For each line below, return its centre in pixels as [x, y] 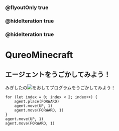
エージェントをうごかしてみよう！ [58, 75]
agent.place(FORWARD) [37, 101]
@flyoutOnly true [27, 7]
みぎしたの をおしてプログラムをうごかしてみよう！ [60, 87]
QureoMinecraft [39, 55]
